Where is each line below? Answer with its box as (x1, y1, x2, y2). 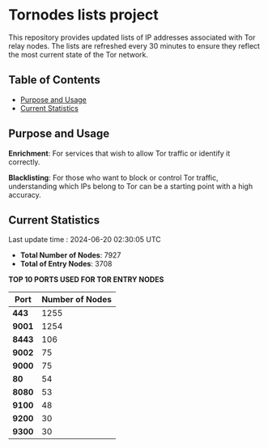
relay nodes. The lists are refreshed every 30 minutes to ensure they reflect (8, 41, 261, 50)
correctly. (8, 156, 40, 167)
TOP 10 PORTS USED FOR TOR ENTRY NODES (8, 275, 164, 284)
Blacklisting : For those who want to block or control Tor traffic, (8, 173, 219, 182)
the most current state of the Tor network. (8, 49, 148, 59)
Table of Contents (8, 73, 101, 87)
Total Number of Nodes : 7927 (19, 250, 121, 260)
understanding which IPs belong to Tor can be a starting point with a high (8, 181, 253, 191)
